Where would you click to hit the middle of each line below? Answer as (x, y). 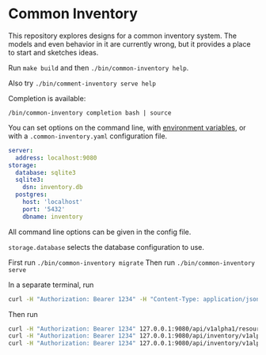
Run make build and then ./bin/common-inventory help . (99, 67)
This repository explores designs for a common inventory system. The (123, 36)
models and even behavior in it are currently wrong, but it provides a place (129, 43)
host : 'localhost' (53, 202)
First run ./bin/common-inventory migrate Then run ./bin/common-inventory (132, 262)
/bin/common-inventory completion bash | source (90, 113)
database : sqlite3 (46, 172)
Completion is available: (47, 98)
